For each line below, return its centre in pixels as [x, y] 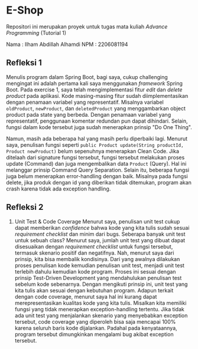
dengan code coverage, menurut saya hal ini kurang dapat [86, 297]
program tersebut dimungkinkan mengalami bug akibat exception [94, 334]
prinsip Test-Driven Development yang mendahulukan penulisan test [98, 278]
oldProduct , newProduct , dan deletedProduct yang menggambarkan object [96, 108]
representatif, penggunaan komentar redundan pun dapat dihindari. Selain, [97, 121]
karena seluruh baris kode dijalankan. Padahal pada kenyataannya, [96, 328]
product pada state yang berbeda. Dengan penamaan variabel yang [89, 114]
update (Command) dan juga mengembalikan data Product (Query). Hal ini [96, 163]
